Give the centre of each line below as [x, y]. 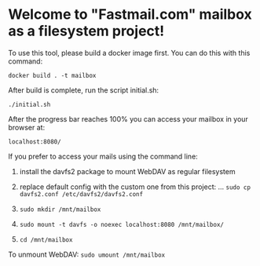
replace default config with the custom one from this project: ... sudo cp [135, 187]
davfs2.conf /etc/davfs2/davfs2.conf [81, 194]
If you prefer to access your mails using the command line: [103, 156]
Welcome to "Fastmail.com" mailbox [130, 15]
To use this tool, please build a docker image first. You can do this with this [129, 53]
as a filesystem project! [86, 31]
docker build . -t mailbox [52, 75]
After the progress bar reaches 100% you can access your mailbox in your [128, 118]
